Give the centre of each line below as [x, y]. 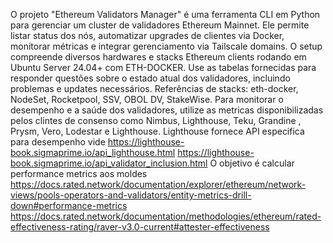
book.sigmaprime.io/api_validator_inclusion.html [109, 163]
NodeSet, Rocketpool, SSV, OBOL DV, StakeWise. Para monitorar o [147, 99]
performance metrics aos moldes [79, 173]
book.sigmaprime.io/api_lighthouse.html [93, 152]
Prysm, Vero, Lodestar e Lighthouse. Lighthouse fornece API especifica [157, 131]
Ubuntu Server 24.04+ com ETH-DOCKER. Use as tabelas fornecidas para [163, 67]
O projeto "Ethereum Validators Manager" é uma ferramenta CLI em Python [165, 14]
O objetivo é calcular [252, 163]
